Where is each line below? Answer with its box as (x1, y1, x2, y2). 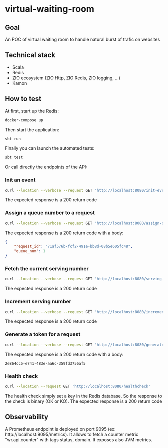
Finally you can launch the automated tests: (5, 145, 95, 151)
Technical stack (5, 51, 56, 59)
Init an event (5, 176, 36, 183)
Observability (5, 413, 49, 421)
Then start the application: (5, 126, 60, 133)
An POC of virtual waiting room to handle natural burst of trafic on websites (5, 36, 160, 42)
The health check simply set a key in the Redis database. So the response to (5, 393, 162, 399)
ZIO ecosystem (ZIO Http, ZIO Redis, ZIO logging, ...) (12, 75, 121, 81)
